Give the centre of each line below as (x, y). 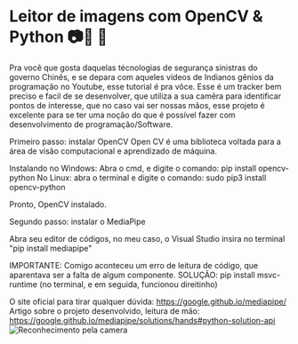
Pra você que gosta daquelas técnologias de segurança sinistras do (133, 68)
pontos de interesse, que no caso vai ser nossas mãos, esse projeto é (137, 105)
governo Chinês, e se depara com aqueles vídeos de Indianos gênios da (141, 76)
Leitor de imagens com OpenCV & (136, 16)
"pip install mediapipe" (51, 248)
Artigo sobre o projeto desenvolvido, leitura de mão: (105, 311)
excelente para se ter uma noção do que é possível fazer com (122, 115)
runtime (24, 284)
